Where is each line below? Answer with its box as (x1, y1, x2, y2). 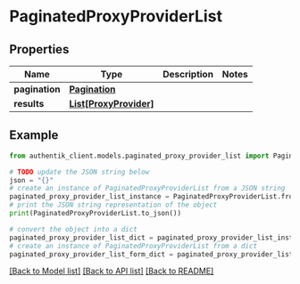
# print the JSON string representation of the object (9, 200, 218, 210)
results (13, 98, 45, 110)
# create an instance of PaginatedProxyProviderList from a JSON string (9, 184, 286, 193)
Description (162, 69, 214, 80)
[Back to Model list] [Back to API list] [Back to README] (9, 265, 214, 277)
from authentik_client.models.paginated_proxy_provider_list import (9, 151, 270, 160)
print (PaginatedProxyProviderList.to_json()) (9, 209, 181, 218)
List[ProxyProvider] (69, 98, 154, 110)
